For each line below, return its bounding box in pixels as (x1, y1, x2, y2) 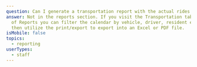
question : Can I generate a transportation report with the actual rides (6, 8, 191, 15)
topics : (6, 36, 25, 41)
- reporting (11, 41, 41, 47)
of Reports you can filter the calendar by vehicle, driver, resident (11, 19, 188, 25)
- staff (11, 52, 30, 58)
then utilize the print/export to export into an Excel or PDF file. (11, 24, 185, 31)
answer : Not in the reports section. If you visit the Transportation (6, 14, 182, 20)
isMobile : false (6, 30, 46, 36)
